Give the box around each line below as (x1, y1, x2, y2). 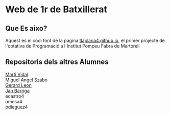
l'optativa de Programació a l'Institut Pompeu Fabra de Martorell (5, 43, 140, 49)
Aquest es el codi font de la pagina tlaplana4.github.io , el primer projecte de (5, 37, 165, 43)
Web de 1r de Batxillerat (5, 4, 107, 15)
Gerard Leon (5, 82, 32, 88)
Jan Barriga (5, 87, 30, 94)
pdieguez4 (5, 104, 28, 110)
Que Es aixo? (5, 24, 47, 33)
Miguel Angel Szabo (5, 77, 47, 83)
